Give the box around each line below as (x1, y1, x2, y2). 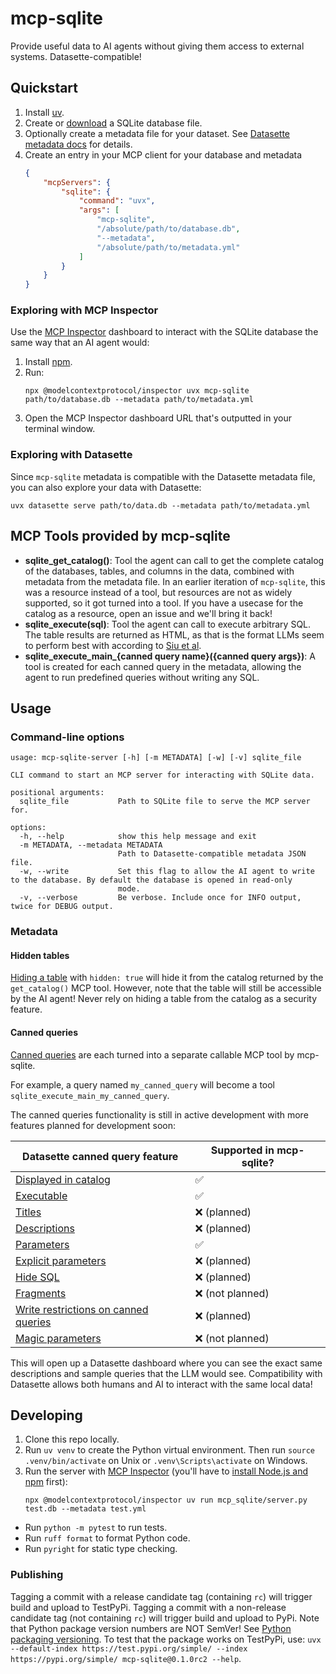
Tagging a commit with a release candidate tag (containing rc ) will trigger (10, 1590, 313, 1602)
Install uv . (24, 106, 65, 118)
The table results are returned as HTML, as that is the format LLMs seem (24, 628, 325, 641)
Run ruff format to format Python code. (24, 1532, 191, 1544)
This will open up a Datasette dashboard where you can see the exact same (10, 1357, 323, 1369)
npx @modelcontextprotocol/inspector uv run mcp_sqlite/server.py (24, 1495, 308, 1506)
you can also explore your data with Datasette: (10, 481, 202, 493)
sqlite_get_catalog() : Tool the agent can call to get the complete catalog (24, 554, 325, 566)
